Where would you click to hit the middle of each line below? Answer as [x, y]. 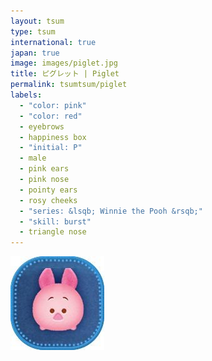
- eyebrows [42, 126]
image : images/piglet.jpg [64, 63]
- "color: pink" [53, 105]
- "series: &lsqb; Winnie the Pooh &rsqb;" [111, 211]
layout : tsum [37, 21]
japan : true [35, 53]
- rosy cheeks [48, 200]
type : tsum [33, 31]
